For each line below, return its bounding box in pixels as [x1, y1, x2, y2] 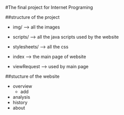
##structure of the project [5, 14, 60, 20]
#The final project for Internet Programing [5, 5, 93, 10]
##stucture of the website [5, 73, 60, 79]
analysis [12, 94, 31, 100]
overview [12, 83, 32, 89]
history [12, 99, 28, 105]
